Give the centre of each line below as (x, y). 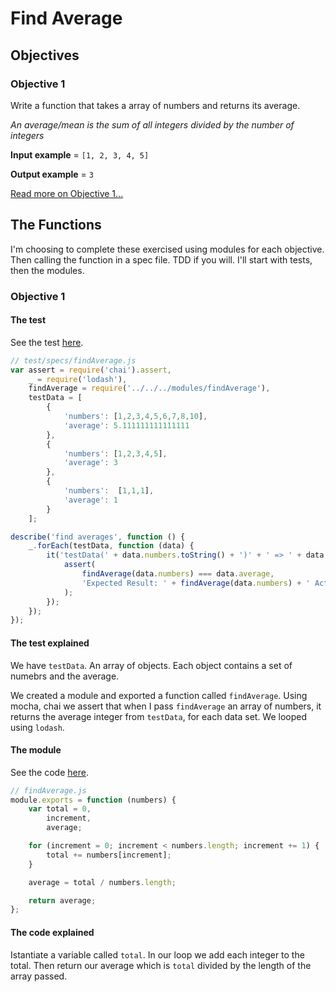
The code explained (52, 932)
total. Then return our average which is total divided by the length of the (161, 965)
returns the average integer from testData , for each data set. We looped (159, 716)
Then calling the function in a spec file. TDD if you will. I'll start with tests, (161, 259)
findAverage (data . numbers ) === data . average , (178, 574)
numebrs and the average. (65, 676)
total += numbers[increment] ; (109, 855)
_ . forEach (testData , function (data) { (111, 546)
